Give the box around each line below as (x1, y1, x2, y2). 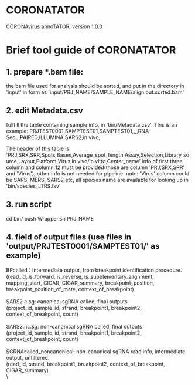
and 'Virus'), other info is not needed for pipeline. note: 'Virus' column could (6, 170, 190, 177)
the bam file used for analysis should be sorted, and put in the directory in (6, 82, 184, 89)
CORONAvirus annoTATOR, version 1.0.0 (6, 23, 103, 30)
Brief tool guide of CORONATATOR (6, 43, 176, 57)
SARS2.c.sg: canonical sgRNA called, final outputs (6, 298, 128, 305)
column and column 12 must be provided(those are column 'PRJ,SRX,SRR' (6, 164, 185, 171)
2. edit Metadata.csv (6, 106, 83, 116)
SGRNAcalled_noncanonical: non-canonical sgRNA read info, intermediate (6, 348, 186, 355)
